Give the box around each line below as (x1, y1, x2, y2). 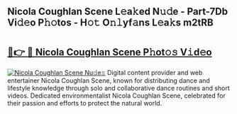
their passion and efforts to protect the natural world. (7, 99, 162, 107)
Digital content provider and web (106, 69, 203, 76)
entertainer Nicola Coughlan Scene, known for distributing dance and (7, 76, 211, 84)
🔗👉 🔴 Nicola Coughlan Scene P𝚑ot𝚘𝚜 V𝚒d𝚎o (7, 46, 212, 58)
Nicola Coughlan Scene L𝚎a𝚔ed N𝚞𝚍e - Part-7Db (7, 6, 228, 18)
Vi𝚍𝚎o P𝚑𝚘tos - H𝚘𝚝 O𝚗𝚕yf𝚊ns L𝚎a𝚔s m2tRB (7, 17, 214, 29)
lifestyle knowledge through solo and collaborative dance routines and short (7, 84, 231, 92)
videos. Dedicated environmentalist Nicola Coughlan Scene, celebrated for (7, 91, 226, 100)
